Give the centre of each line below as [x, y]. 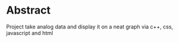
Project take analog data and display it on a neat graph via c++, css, [90, 27]
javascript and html [30, 33]
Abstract [28, 10]
